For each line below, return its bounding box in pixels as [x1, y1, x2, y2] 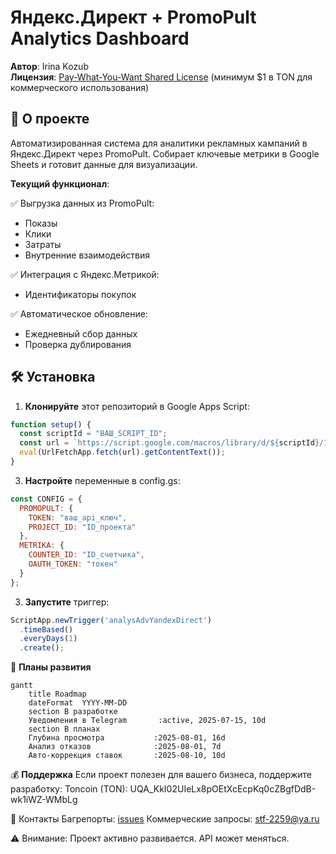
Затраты [24, 238, 62, 250]
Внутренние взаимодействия [24, 249, 151, 261]
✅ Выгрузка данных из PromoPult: [10, 197, 155, 209]
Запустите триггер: [24, 596, 110, 608]
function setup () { [10, 419, 92, 430]
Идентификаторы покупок [24, 288, 137, 300]
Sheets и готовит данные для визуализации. [10, 158, 198, 170]
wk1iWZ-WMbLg [10, 794, 78, 806]
